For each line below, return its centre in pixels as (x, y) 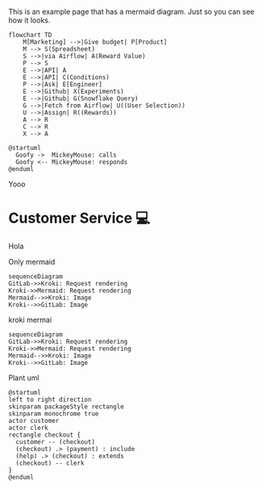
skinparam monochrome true (54, 414)
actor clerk (28, 428)
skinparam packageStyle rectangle (67, 407)
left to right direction (50, 399)
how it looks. (29, 20)
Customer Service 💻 (79, 218)
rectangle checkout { (45, 435)
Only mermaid (32, 261)
